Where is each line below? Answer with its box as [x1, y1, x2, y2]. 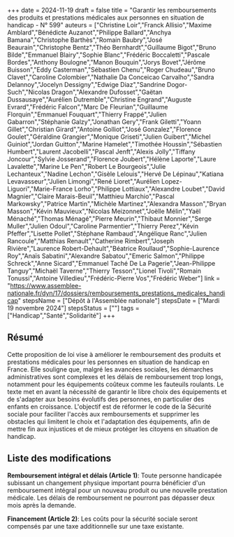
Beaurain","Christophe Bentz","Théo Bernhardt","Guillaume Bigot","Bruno [7, 43, 217, 51]
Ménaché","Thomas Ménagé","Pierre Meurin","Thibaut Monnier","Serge [7, 215, 212, 223]
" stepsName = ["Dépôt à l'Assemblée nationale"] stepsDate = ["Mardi [17, 297, 220, 304]
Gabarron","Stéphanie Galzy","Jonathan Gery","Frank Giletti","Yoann [7, 118, 201, 125]
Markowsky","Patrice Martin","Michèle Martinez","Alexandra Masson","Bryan [7, 200, 227, 208]
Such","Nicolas [7, 88, 50, 96]
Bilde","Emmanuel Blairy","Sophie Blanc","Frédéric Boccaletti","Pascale [7, 50, 210, 59]
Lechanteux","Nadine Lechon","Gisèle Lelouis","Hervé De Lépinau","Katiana [7, 170, 224, 178]
